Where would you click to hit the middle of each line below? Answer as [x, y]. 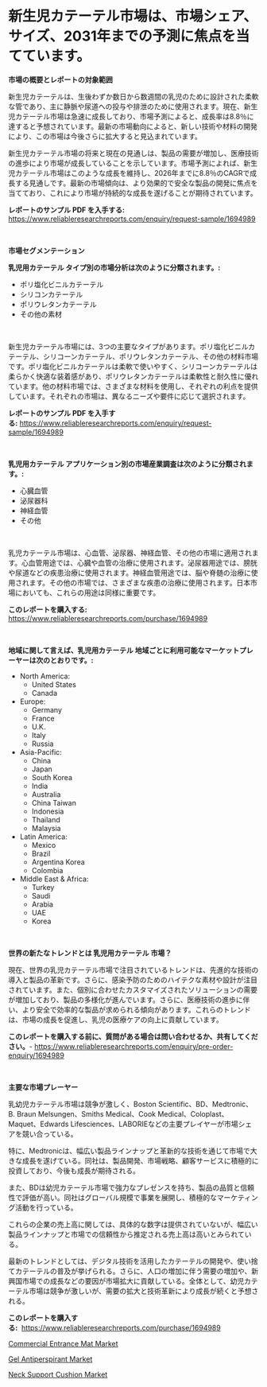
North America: [44, 676]
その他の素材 [41, 314]
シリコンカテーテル [51, 294]
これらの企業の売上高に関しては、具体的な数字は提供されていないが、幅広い [133, 1224]
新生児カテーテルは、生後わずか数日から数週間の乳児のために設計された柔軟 [133, 96]
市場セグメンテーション [46, 251]
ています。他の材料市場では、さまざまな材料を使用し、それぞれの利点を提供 [133, 386]
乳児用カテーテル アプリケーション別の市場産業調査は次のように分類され [128, 464]
